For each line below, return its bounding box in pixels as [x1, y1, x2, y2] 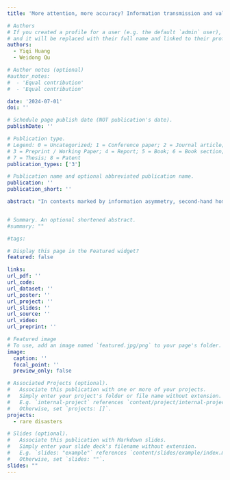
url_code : [7, 279, 36, 286]
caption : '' [13, 355, 48, 362]
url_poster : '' [7, 291, 51, 298]
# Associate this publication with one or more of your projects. [7, 386, 207, 393]
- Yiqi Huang [13, 48, 51, 55]
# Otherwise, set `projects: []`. [7, 405, 112, 412]
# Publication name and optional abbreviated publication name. [7, 173, 194, 180]
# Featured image [7, 336, 57, 343]
